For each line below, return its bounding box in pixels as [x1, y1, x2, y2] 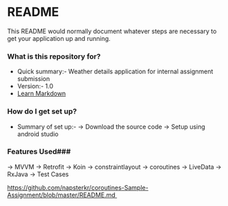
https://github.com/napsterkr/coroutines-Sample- [7, 183, 149, 191]
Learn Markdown [17, 89, 66, 97]
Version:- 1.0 [17, 82, 54, 91]
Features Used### [7, 147, 71, 156]
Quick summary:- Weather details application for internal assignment [17, 67, 213, 76]
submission [17, 75, 50, 83]
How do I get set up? [7, 106, 77, 116]
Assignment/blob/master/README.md [7, 191, 116, 199]
